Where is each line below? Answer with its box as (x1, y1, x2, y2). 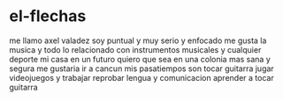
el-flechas (9, 6, 87, 26)
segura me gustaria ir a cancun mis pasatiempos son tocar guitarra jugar (9, 63, 274, 74)
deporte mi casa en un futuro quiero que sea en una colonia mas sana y (9, 54, 272, 64)
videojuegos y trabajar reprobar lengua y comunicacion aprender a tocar (9, 72, 274, 83)
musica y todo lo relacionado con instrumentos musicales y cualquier (9, 44, 262, 54)
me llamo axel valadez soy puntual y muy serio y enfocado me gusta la (9, 35, 267, 46)
